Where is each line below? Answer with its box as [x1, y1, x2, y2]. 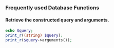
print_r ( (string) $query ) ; [5, 33, 63, 38]
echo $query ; [5, 28, 33, 33]
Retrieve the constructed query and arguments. [5, 17, 109, 23]
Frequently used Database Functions [5, 4, 99, 11]
